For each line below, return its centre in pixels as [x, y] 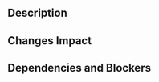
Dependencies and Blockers [79, 68]
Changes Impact [50, 41]
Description [37, 13]
